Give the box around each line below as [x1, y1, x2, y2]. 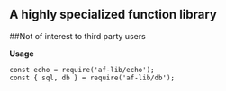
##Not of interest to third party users [9, 30, 146, 41]
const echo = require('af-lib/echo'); [9, 65, 155, 74]
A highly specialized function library [9, 7, 218, 22]
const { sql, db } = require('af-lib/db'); [9, 73, 176, 82]
